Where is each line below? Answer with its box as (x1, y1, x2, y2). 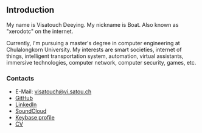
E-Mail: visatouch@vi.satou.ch (15, 88, 92, 95)
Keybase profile (15, 114, 55, 121)
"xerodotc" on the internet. (6, 27, 74, 35)
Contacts (6, 74, 35, 82)
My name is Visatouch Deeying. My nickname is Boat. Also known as (6, 21, 179, 28)
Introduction (6, 5, 55, 15)
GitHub (15, 95, 33, 102)
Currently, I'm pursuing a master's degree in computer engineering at (6, 39, 181, 46)
